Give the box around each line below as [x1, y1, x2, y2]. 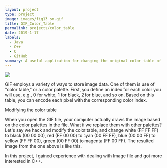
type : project [5, 12, 35, 17]
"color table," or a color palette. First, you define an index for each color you [5, 87, 161, 93]
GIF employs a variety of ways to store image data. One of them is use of [5, 81, 155, 87]
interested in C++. [5, 158, 42, 164]
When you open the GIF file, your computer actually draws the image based [5, 117, 160, 123]
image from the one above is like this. [5, 143, 82, 149]
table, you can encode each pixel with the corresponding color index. [5, 97, 147, 103]
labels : [5, 35, 21, 40]
